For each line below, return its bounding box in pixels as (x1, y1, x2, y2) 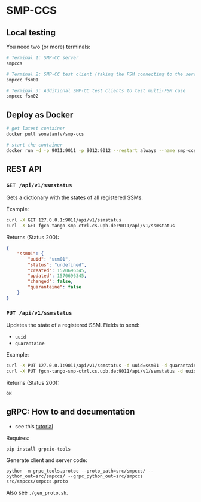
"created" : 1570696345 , (28, 267, 87, 273)
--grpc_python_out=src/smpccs (68, 473, 144, 479)
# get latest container (6, 126, 66, 132)
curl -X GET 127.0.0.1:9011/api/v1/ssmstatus (6, 217, 121, 223)
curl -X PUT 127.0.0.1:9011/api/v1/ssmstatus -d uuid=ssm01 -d (6, 363, 167, 369)
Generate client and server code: (6, 456, 88, 464)
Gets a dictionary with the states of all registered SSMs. (6, 194, 144, 201)
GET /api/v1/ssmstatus (6, 182, 72, 188)
